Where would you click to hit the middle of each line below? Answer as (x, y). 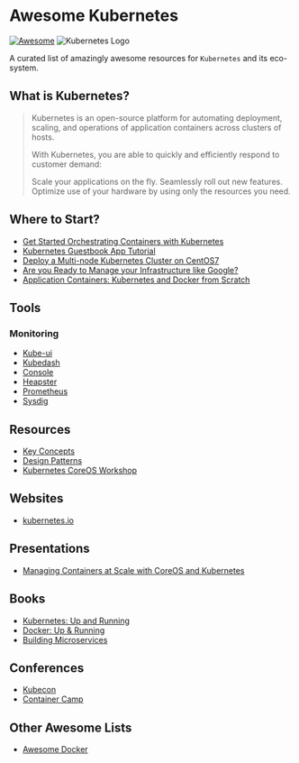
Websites (36, 498)
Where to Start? (55, 220)
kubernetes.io (48, 520)
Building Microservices (65, 639)
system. (24, 68)
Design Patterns (52, 461)
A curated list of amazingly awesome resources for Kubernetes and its (139, 58)
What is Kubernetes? (70, 96)
